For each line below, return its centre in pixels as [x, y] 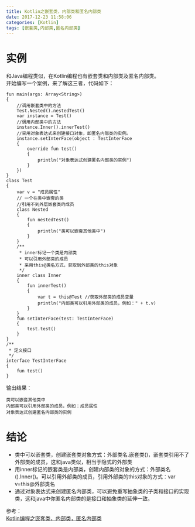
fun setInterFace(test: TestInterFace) [65, 319]
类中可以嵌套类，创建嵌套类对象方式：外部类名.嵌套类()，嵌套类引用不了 [102, 455]
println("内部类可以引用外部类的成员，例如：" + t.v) [97, 303]
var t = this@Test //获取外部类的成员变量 [85, 297]
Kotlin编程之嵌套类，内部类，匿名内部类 [54, 518]
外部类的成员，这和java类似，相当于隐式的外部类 [73, 462]
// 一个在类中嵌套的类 [40, 199]
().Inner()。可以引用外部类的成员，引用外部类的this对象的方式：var [95, 477]
